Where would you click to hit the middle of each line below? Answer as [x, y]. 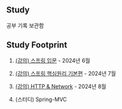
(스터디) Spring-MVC [41, 99]
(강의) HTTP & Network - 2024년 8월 [61, 86]
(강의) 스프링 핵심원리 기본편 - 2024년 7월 [66, 73]
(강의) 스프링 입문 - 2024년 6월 [52, 60]
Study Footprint [37, 45]
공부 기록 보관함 [25, 25]
